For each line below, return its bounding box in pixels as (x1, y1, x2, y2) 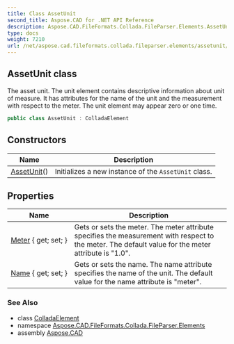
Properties (7, 190, 54, 202)
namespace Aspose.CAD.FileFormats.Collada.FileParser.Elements (17, 321, 205, 329)
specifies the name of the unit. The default (74, 268, 213, 278)
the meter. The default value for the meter (74, 240, 211, 249)
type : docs (7, 29, 39, 37)
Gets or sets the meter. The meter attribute (74, 222, 214, 232)
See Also (7, 298, 38, 308)
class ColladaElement (17, 313, 79, 322)
